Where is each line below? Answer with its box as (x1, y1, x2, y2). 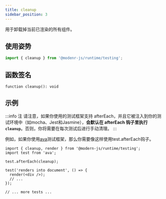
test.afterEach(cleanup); (5, 159, 58, 164)
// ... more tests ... (5, 190, 52, 195)
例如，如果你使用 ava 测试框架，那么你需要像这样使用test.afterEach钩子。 (5, 136, 154, 142)
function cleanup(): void (5, 84, 58, 89)
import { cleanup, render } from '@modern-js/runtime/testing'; (5, 146, 141, 151)
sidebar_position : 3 (5, 12, 48, 17)
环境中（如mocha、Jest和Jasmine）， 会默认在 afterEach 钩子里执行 (9, 119, 148, 125)
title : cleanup (5, 7, 37, 12)
